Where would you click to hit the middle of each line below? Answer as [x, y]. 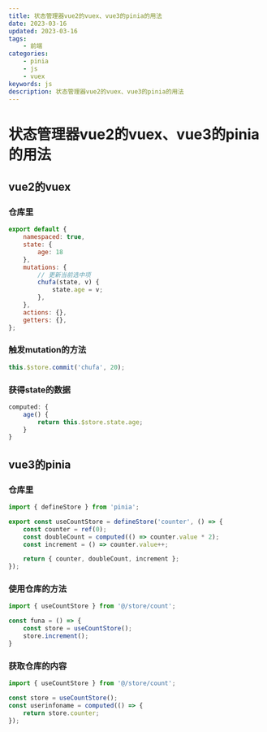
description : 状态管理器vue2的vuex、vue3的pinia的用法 [96, 91]
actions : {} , [45, 312]
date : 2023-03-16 [38, 24]
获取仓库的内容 [38, 665]
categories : [28, 54]
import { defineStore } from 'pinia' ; [74, 507]
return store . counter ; [61, 713]
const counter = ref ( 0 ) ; [65, 529]
